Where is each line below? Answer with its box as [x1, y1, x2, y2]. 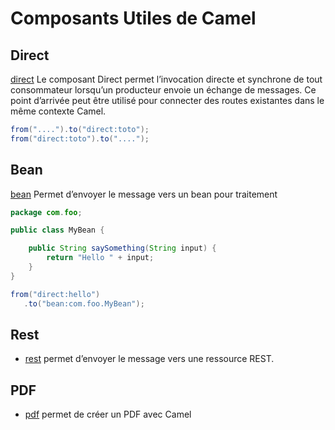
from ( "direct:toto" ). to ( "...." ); [10, 133, 150, 144]
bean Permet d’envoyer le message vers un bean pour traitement [10, 188, 278, 200]
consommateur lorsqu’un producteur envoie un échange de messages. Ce [10, 84, 317, 96]
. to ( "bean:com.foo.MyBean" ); [23, 298, 145, 309]
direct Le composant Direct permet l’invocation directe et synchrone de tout [10, 73, 323, 85]
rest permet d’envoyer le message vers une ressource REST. [24, 353, 275, 365]
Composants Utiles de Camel [10, 7, 257, 30]
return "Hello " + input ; [46, 253, 155, 263]
